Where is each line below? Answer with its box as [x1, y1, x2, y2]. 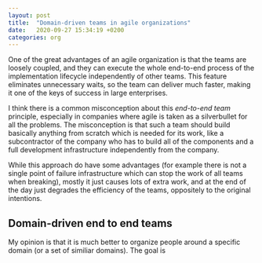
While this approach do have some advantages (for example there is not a [8, 160, 247, 170]
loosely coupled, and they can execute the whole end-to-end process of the [8, 64, 255, 73]
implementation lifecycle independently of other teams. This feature [8, 71, 227, 81]
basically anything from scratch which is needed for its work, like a [8, 129, 224, 138]
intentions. [8, 194, 42, 203]
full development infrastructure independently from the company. [8, 145, 220, 155]
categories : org [8, 33, 61, 42]
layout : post [8, 11, 51, 20]
